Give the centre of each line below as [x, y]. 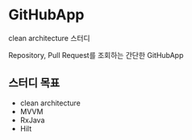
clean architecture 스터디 [49, 38]
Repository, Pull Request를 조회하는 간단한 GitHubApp [96, 55]
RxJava [32, 120]
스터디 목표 [34, 83]
